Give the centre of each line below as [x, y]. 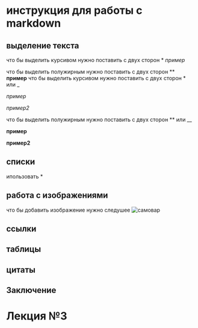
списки [20, 162]
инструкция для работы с [74, 11]
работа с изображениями [57, 196]
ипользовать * [25, 176]
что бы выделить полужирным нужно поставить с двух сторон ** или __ [99, 119]
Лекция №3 [37, 316]
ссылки [21, 229]
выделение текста [43, 46]
